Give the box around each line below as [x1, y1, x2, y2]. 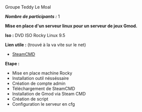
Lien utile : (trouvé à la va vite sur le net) [5, 42, 86, 48]
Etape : [5, 61, 19, 66]
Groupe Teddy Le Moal [5, 4, 51, 10]
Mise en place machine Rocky [12, 70, 72, 76]
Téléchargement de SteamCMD [12, 86, 75, 92]
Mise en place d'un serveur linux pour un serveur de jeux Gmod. [5, 23, 138, 29]
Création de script [12, 96, 49, 102]
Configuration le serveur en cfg [12, 101, 75, 107]
